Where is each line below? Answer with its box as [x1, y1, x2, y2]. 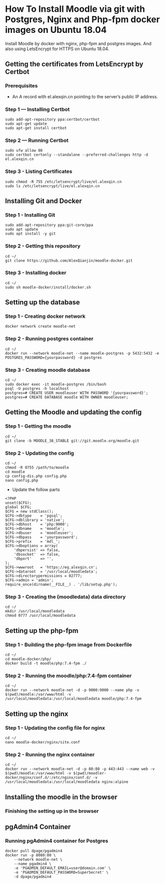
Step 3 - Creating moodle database [5, 366, 90, 373]
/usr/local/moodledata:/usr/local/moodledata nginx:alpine [5, 779, 129, 784]
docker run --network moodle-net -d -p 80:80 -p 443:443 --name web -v [5, 767, 155, 772]
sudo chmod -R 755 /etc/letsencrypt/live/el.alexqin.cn [5, 179, 122, 184]
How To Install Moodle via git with [5, 3, 145, 15]
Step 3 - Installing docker [5, 269, 67, 276]
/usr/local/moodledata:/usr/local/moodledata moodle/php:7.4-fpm [5, 696, 141, 701]
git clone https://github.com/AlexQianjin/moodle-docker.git [5, 258, 133, 263]
